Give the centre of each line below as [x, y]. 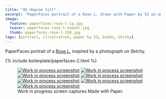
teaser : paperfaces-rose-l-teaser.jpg [50, 28]
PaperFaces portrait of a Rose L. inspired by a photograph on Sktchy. [75, 51]
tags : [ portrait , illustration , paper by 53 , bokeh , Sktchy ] [69, 37]
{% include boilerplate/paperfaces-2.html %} [51, 61]
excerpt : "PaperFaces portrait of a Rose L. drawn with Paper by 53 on [80, 14]
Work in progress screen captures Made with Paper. [70, 91]
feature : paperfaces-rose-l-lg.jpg [46, 23]
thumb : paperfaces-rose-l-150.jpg [45, 33]
